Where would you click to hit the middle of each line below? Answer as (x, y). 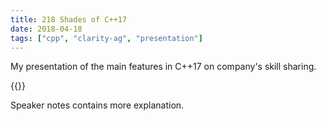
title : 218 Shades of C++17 (69, 19)
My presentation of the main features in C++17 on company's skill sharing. (163, 67)
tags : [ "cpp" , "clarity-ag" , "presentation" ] (106, 38)
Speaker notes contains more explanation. (97, 105)
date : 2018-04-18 (46, 29)
